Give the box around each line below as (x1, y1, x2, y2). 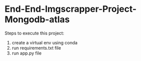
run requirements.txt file (11, 45, 61, 51)
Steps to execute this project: (4, 30, 65, 36)
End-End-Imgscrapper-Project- (4, 3, 137, 15)
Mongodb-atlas (4, 14, 70, 25)
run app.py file (11, 50, 42, 56)
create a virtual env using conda (11, 39, 78, 45)
